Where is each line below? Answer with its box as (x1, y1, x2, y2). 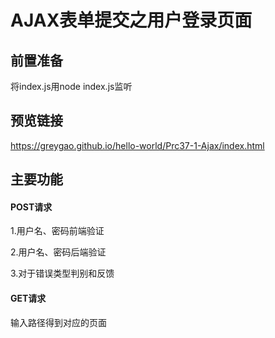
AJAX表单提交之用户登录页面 (10, 9, 253, 32)
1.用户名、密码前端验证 (10, 225, 105, 237)
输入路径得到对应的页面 (10, 316, 107, 328)
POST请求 (10, 201, 53, 213)
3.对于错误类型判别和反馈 (10, 267, 115, 280)
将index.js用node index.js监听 (10, 81, 133, 92)
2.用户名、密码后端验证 (10, 246, 107, 258)
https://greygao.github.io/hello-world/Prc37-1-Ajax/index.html (10, 139, 265, 151)
